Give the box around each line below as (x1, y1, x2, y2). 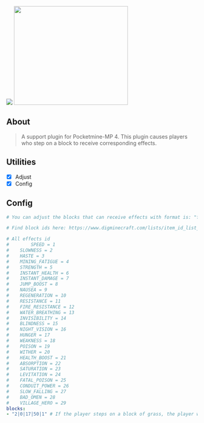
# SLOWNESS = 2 (6, 247, 53, 253)
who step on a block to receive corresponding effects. (21, 139, 157, 146)
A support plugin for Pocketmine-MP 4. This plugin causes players (21, 132, 188, 140)
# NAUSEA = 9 (6, 287, 47, 293)
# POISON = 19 (6, 343, 50, 349)
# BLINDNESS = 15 (6, 321, 59, 327)
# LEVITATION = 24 (6, 371, 61, 378)
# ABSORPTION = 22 (6, 360, 61, 366)
